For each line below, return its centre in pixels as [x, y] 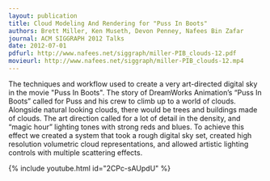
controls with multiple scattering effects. [76, 152]
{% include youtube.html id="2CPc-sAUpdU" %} [90, 168]
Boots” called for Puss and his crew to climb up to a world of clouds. [122, 101]
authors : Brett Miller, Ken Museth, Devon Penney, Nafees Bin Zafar [126, 31]
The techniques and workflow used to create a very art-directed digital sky [133, 84]
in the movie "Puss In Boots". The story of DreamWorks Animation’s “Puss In [135, 92]
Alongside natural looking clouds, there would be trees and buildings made [133, 109]
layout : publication [43, 16]
